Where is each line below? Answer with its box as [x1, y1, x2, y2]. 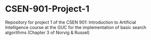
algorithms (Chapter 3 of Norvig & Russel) [5, 29, 90, 35]
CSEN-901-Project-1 [5, 3, 90, 14]
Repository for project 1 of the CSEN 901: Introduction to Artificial [5, 19, 136, 25]
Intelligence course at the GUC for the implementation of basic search [5, 24, 147, 30]
